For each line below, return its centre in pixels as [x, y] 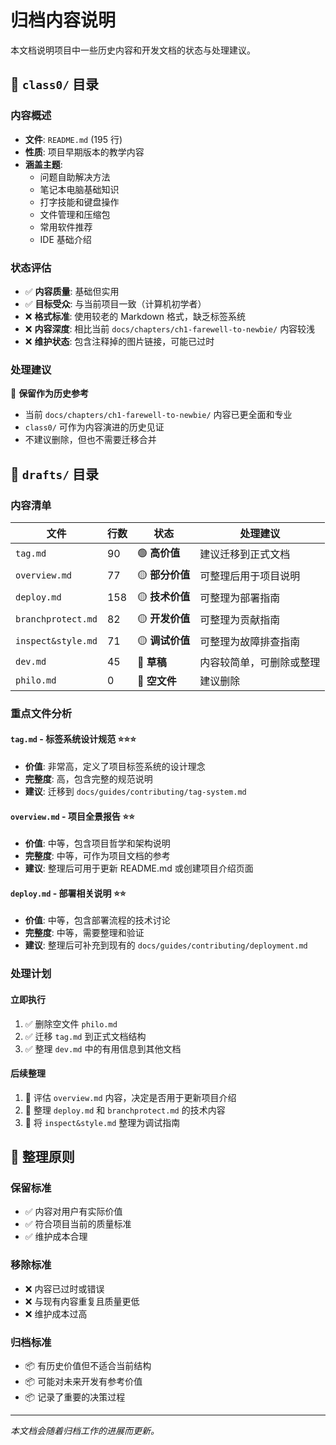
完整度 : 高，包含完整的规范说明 [88, 779]
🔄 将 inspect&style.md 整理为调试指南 [102, 1122]
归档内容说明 [63, 20]
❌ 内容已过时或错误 [64, 1288]
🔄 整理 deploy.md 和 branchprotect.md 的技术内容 [125, 1110]
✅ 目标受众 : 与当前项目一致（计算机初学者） [115, 303]
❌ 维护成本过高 [56, 1313]
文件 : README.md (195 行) [73, 139]
